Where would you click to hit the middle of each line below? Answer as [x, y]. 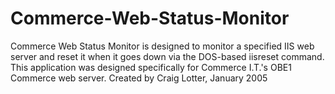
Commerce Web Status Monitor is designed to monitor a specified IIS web [162, 46]
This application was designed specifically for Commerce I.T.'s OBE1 [151, 67]
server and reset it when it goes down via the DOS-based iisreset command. [167, 56]
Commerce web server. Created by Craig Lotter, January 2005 [139, 78]
